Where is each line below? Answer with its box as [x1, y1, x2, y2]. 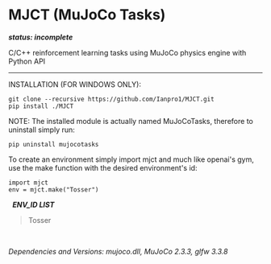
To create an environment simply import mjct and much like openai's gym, [8, 155, 254, 164]
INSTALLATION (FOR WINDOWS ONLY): [8, 79, 142, 89]
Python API [8, 56, 46, 66]
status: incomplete [8, 32, 73, 42]
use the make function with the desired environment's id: [8, 163, 198, 172]
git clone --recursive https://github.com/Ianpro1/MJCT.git [8, 95, 215, 103]
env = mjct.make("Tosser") [8, 185, 99, 194]
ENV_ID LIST [11, 200, 55, 209]
